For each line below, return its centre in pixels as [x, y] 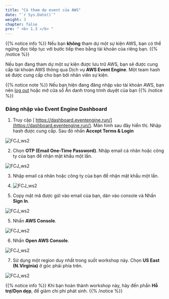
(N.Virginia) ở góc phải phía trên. [47, 266]
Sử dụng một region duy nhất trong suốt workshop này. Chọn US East [86, 260]
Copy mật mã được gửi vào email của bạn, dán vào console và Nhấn [84, 196]
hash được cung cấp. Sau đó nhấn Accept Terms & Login [73, 131]
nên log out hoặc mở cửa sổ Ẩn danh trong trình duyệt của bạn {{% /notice [84, 90]
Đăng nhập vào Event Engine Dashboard [56, 109]
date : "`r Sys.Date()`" [31, 15]
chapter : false [21, 24]
